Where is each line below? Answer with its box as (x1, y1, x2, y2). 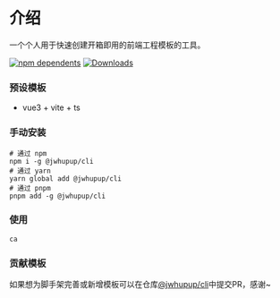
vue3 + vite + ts (21, 102, 81, 113)
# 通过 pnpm (9, 183, 51, 192)
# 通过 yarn (9, 166, 51, 175)
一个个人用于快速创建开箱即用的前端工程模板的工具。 (9, 39, 206, 50)
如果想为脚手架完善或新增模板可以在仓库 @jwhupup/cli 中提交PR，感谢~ (9, 279, 271, 290)
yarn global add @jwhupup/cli (9, 174, 123, 183)
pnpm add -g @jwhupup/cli (9, 192, 106, 200)
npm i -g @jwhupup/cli (9, 157, 94, 166)
